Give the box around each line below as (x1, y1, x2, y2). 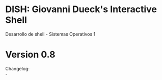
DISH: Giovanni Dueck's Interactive (5, 4, 157, 15)
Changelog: (5, 65, 30, 71)
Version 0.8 (5, 49, 56, 60)
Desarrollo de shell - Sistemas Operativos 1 (5, 31, 96, 37)
